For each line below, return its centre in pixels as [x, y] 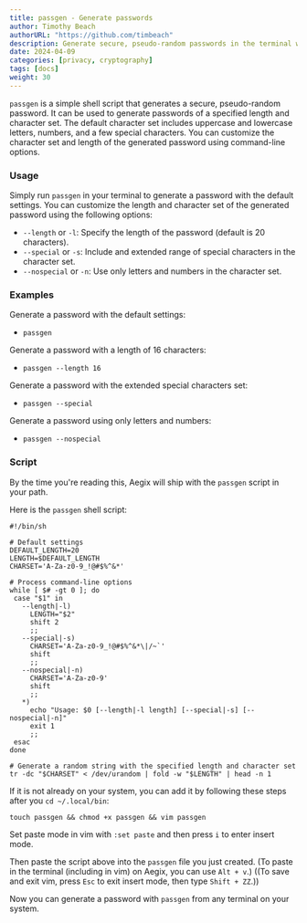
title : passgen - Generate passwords [81, 18]
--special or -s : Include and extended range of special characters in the [159, 252]
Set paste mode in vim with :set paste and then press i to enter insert [142, 834]
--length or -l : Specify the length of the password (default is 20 [144, 233]
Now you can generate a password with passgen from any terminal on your [149, 898]
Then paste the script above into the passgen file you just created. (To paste [152, 861]
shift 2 [44, 622]
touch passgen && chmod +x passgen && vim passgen [108, 817]
